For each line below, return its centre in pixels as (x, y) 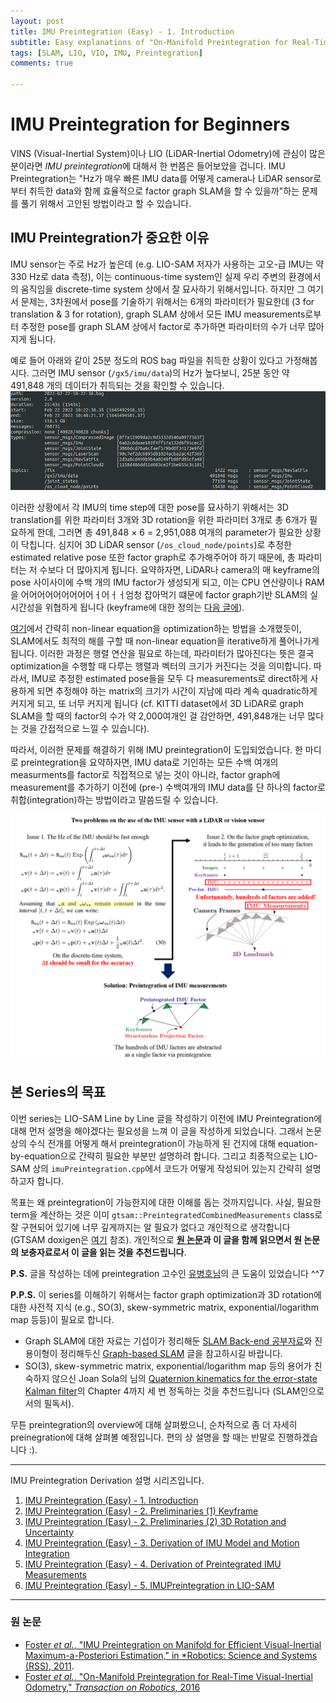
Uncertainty (49, 1532)
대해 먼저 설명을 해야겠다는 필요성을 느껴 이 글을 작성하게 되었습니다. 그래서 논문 (166, 1131)
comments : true (42, 63)
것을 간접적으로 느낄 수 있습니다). (85, 728)
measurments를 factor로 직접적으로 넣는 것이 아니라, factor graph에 (145, 774)
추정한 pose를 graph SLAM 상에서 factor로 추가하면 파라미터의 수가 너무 (163, 326)
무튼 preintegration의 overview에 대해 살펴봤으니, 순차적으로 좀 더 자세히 (154, 1424)
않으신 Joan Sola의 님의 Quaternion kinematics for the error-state (184, 1378)
